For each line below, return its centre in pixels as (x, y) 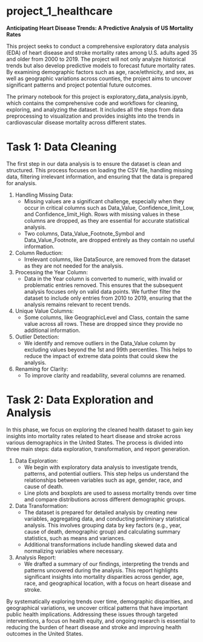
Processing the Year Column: (51, 272)
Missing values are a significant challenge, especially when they (104, 201)
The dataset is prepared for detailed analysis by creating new (101, 512)
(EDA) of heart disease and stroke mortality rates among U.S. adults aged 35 (102, 52)
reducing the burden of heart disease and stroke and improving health (94, 627)
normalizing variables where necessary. (74, 551)
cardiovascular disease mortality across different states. (76, 122)
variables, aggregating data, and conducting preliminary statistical (107, 519)
